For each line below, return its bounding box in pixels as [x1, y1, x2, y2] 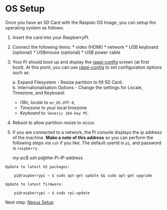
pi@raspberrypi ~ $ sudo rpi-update [14, 190, 90, 196]
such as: [12, 69, 30, 75]
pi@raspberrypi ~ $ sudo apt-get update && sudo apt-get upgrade [14, 173, 153, 178]
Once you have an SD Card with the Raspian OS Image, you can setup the [5, 19, 157, 25]
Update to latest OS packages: [5, 164, 70, 169]
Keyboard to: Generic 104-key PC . [19, 110, 89, 116]
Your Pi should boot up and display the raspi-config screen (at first [12, 59, 149, 65]
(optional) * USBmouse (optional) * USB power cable [12, 49, 121, 55]
